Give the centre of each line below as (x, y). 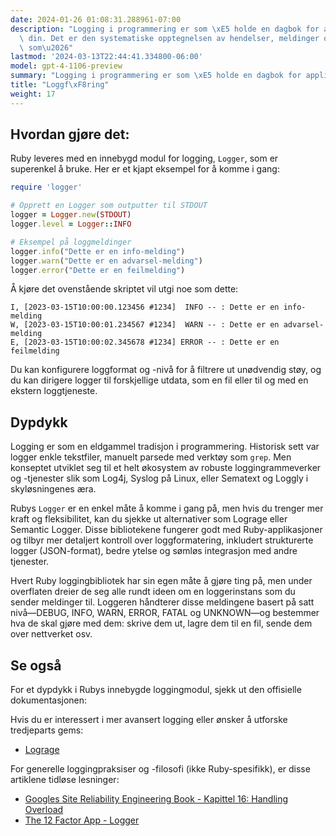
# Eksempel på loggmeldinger (71, 242)
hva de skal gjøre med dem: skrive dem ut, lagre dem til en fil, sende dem (161, 623)
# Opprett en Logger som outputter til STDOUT (109, 206)
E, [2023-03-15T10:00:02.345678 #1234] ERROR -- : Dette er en (145, 342)
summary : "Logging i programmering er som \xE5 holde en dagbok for (156, 76)
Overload (44, 810)
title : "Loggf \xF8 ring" (60, 85)
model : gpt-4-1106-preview (66, 66)
